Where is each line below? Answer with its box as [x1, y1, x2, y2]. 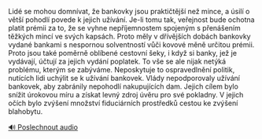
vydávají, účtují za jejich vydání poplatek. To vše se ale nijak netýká [8, 57, 227, 66]
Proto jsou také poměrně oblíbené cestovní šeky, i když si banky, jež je [8, 49, 238, 57]
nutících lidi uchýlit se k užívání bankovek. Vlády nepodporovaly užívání [8, 74, 241, 82]
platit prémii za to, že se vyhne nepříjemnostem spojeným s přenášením [8, 24, 242, 32]
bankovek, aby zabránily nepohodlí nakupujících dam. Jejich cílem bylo [8, 82, 238, 91]
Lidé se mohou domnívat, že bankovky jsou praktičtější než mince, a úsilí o [8, 7, 250, 16]
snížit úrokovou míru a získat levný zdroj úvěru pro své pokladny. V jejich [8, 90, 244, 99]
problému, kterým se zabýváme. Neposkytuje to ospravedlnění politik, [8, 65, 235, 74]
